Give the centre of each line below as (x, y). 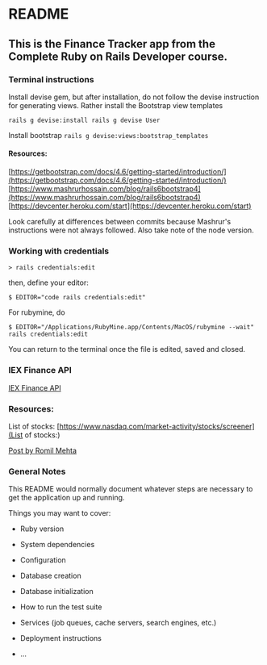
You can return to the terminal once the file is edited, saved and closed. (127, 349)
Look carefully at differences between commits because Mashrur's (120, 222)
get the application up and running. (67, 498)
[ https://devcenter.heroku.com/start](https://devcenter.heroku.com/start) (130, 206)
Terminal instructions (51, 79)
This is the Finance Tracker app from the (112, 44)
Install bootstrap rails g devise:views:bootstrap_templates (108, 135)
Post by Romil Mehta (43, 450)
